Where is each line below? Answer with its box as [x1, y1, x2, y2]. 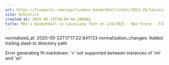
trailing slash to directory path [5, 40, 67, 46]
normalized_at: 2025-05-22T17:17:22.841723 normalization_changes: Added [5, 35, 163, 41]
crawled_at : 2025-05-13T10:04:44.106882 [5, 16, 92, 21]
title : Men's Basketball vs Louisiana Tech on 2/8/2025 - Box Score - [5, 21, 156, 26]
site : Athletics [5, 12, 39, 17]
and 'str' [5, 55, 23, 61]
